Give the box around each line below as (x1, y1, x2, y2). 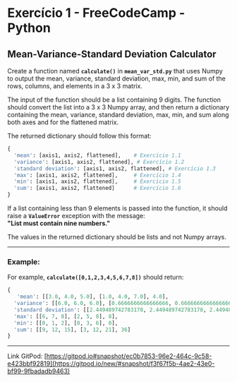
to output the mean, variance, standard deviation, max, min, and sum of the (7, 74, 226, 83)
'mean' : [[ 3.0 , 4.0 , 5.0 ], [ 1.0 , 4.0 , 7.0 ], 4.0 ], (16, 293, 169, 301)
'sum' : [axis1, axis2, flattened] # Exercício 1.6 (13, 185, 181, 192)
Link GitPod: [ (7, 352, 47, 361)
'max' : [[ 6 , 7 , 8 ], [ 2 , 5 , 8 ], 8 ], (13, 313, 119, 320)
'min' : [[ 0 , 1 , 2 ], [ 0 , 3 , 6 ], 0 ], (13, 319, 119, 326)
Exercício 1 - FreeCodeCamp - (7, 5, 186, 21)
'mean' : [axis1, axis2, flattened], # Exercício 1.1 (13, 152, 181, 159)
